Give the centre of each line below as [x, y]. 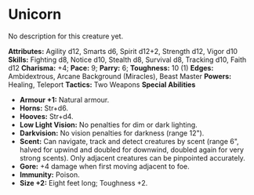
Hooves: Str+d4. [46, 116]
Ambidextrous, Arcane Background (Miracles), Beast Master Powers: [120, 76]
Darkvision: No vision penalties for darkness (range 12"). [112, 133]
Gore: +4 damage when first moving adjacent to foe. [104, 166]
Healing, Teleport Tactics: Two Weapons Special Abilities [102, 85]
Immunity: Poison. [49, 175]
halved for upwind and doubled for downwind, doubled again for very [132, 150]
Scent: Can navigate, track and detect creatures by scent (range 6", [129, 141]
